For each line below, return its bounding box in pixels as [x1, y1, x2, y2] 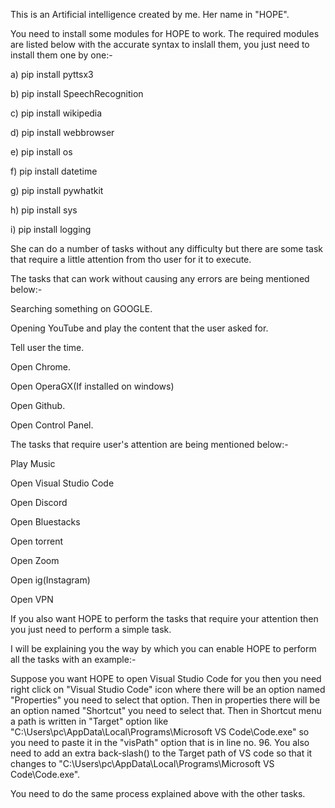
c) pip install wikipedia [10, 107, 103, 119]
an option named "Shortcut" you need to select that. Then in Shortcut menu [10, 705, 322, 716]
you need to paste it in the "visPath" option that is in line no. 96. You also [10, 737, 310, 748]
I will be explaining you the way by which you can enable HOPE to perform [10, 643, 317, 654]
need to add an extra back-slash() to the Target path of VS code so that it [10, 747, 313, 759]
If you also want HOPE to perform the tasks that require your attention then [10, 613, 319, 624]
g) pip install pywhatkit [10, 185, 104, 196]
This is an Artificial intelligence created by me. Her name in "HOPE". [10, 9, 290, 20]
